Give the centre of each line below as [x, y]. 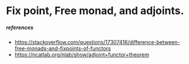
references [20, 27]
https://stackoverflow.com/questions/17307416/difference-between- [97, 42]
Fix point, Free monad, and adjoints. [95, 11]
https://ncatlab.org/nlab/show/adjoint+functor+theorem [82, 55]
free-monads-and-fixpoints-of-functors [63, 49]
